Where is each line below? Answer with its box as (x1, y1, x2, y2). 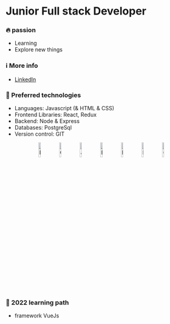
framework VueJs (14, 312, 59, 319)
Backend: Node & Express (14, 117, 80, 125)
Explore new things (14, 46, 63, 53)
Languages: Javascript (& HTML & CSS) (14, 105, 115, 112)
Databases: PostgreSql (14, 124, 72, 131)
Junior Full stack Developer (5, 4, 147, 18)
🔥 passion (5, 26, 36, 35)
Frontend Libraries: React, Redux (14, 111, 97, 119)
